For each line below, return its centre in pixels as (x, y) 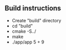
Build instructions (33, 8)
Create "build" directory (36, 20)
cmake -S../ (24, 31)
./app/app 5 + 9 (28, 42)
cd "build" (22, 26)
